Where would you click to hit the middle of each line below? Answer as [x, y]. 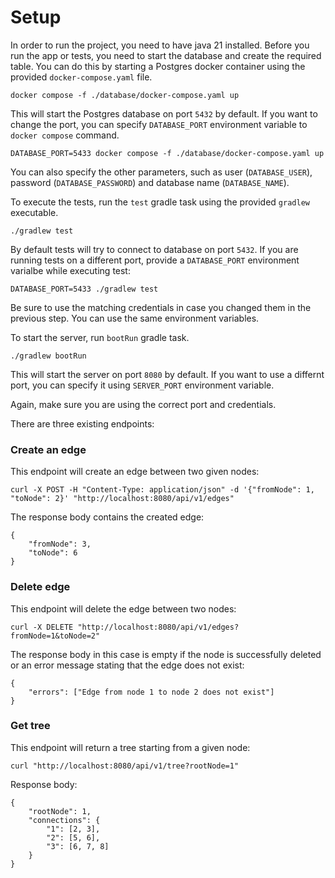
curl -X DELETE [42, 627]
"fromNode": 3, [60, 544]
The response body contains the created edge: [107, 517]
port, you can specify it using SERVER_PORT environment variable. [142, 385]
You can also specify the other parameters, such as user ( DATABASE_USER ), [161, 172]
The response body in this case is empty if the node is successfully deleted [166, 654]
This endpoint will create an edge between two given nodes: [135, 472]
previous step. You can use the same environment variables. [135, 318]
